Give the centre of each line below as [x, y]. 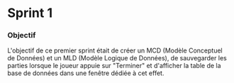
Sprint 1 [30, 13]
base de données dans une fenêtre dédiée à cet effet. [86, 73]
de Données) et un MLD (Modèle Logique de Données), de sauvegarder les [117, 58]
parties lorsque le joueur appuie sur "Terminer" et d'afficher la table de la [114, 66]
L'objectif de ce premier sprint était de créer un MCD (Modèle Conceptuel [115, 50]
